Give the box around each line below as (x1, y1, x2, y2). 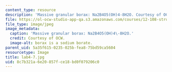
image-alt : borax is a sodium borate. (10, 41, 93, 46)
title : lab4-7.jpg (5, 54, 45, 60)
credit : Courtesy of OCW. (10, 36, 66, 41)
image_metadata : (5, 26, 40, 31)
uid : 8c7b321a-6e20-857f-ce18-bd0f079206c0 (5, 59, 100, 64)
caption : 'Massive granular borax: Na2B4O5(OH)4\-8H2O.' (10, 31, 134, 36)
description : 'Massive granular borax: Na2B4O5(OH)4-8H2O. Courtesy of (5, 12, 161, 17)
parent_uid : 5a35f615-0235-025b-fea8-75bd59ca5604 (5, 45, 116, 50)
